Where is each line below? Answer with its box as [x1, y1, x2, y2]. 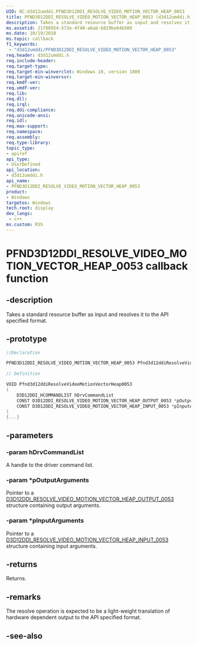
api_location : [6, 167, 41, 173]
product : [6, 189, 28, 194]
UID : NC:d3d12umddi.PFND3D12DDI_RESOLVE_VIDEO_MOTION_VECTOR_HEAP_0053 [6, 8, 185, 15]
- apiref [6, 150, 28, 156]
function [6, 271, 49, 285]
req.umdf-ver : [6, 85, 41, 91]
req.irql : [6, 101, 30, 107]
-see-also [6, 631, 43, 641]
